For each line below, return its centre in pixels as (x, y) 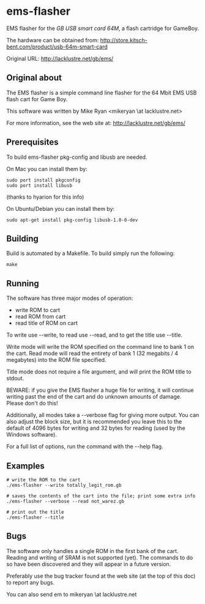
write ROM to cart (37, 310)
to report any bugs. (31, 582)
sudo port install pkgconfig (43, 180)
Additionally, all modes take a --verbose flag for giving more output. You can (103, 415)
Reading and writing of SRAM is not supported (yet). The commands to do (100, 557)
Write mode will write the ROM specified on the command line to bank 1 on (100, 347)
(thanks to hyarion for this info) (45, 197)
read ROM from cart (40, 316)
